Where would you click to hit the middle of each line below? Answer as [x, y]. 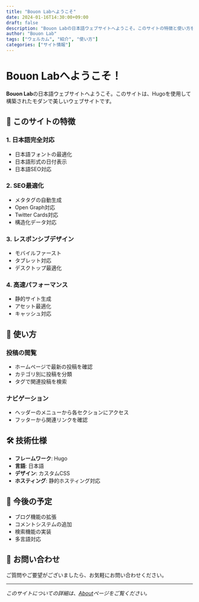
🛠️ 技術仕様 [27, 440]
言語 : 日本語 [29, 466]
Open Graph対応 [35, 207]
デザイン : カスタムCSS [42, 474]
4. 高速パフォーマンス [37, 285]
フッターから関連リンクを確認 [51, 420]
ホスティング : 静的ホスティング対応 [57, 481]
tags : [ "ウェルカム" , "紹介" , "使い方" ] [52, 39]
